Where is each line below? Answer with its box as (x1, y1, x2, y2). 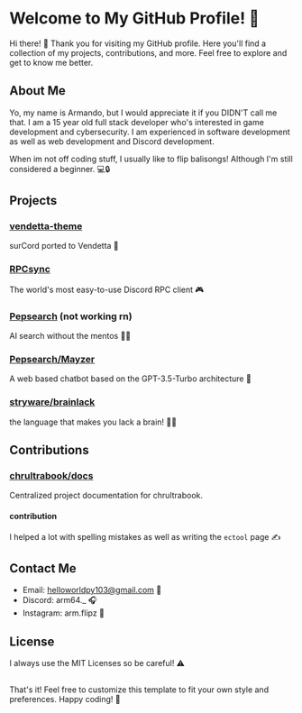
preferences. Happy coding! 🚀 (9, 693, 122, 704)
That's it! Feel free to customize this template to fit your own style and (9, 684, 269, 695)
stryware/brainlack (9, 396, 96, 408)
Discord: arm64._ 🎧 (22, 595, 97, 606)
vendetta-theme (9, 220, 83, 233)
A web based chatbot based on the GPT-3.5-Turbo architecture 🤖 (9, 373, 252, 384)
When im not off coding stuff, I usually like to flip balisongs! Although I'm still (9, 153, 293, 164)
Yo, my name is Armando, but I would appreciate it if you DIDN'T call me (9, 107, 278, 118)
